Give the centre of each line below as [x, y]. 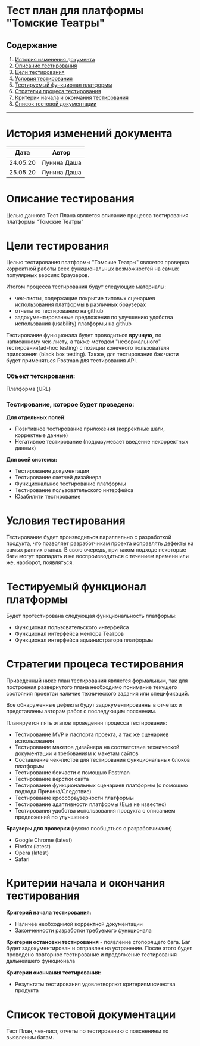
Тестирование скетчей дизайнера [58, 478]
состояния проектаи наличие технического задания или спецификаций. [98, 694]
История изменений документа [89, 133]
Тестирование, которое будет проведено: [70, 405]
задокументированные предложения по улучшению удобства [94, 317]
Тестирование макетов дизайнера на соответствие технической [97, 747]
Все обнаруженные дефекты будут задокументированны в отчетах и [94, 705]
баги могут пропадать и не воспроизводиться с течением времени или [98, 556]
